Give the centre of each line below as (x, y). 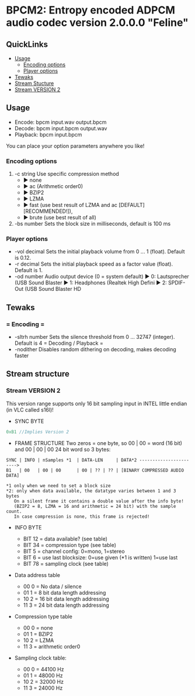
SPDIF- (177, 283)
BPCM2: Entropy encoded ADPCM (90, 10)
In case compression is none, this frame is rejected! (82, 517)
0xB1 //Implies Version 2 (37, 432)
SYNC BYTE (29, 421)
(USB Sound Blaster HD (53, 289)
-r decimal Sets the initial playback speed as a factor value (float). (94, 264)
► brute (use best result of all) (60, 218)
